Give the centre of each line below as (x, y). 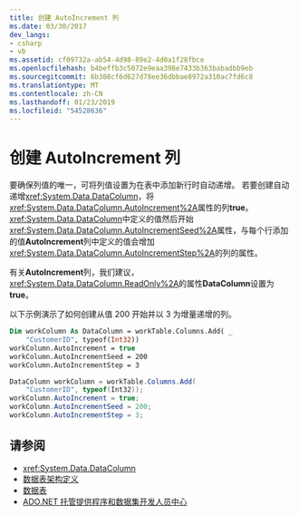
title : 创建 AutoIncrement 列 (64, 18)
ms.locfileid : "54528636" (58, 111)
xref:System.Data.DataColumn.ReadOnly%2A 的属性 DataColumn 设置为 (142, 284)
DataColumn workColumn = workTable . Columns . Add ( (103, 382)
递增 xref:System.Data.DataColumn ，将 (82, 197)
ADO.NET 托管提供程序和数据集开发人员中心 (105, 501)
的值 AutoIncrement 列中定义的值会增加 (82, 242)
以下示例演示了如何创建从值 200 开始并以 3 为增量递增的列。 (123, 315)
